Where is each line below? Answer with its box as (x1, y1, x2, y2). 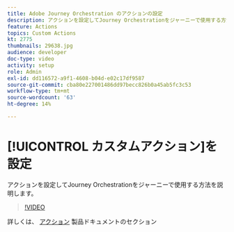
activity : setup (7, 62, 54, 69)
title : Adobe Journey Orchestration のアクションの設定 (7, 10, 163, 17)
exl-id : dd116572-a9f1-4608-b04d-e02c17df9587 (7, 74, 145, 82)
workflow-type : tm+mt (7, 88, 70, 94)
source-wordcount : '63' (7, 94, 77, 101)
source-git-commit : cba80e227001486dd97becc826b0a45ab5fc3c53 (7, 81, 192, 88)
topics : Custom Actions (7, 29, 77, 37)
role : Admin (7, 68, 42, 75)
